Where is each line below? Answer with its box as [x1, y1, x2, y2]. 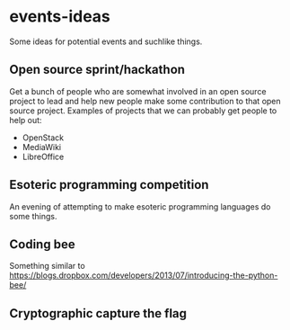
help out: [9, 114, 42, 125]
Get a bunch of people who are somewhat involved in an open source [9, 85, 267, 96]
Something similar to [9, 261, 85, 272]
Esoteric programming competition [9, 177, 209, 192]
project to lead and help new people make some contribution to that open [9, 95, 281, 106]
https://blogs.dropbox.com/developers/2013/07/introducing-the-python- [9, 270, 278, 281]
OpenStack [22, 132, 65, 143]
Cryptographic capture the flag [9, 306, 187, 321]
